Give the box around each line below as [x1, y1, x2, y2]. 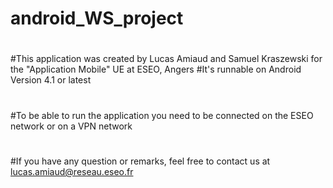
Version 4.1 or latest [10, 74, 92, 86]
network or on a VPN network [10, 120, 133, 132]
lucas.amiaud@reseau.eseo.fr [10, 165, 134, 177]
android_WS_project [10, 7, 184, 30]
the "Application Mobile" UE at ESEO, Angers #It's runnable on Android [10, 63, 302, 76]
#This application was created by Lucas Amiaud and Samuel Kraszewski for [10, 53, 323, 65]
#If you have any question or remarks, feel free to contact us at [10, 155, 271, 167]
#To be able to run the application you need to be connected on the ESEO [10, 109, 314, 121]
